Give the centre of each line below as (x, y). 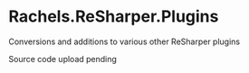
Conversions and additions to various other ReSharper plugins (124, 41)
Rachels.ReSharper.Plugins (114, 17)
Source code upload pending (62, 59)
